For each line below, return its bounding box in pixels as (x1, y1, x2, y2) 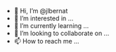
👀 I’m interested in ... (13, 14, 74, 22)
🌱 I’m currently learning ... (13, 22, 89, 30)
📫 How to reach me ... (13, 37, 79, 45)
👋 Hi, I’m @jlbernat (13, 7, 68, 15)
